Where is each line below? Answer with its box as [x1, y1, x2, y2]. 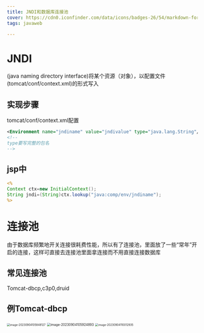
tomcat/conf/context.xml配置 [7, 116, 79, 124]
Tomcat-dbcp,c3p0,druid [7, 284, 70, 292]
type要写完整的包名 [7, 140, 50, 146]
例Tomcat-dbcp [7, 304, 68, 314]
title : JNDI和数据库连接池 [7, 8, 68, 15]
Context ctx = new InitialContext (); [7, 186, 97, 192]
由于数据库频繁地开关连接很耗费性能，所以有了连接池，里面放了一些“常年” [7, 241, 192, 248]
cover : [7, 15, 24, 21]
